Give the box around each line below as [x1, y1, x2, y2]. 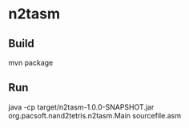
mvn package [8, 58, 54, 67]
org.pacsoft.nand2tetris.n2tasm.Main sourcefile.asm [8, 110, 182, 120]
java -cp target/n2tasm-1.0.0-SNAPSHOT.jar [8, 102, 155, 112]
